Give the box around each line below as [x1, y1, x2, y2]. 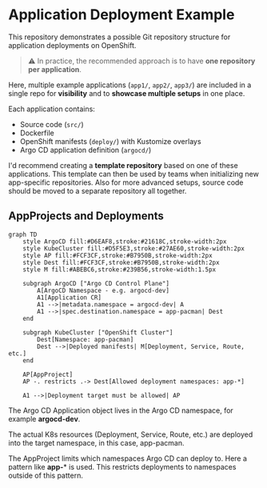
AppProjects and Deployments [8, 210, 164, 223]
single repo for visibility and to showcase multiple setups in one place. [8, 88, 245, 98]
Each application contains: [8, 104, 96, 114]
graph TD [8, 230, 38, 238]
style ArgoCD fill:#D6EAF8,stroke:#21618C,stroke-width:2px [22, 238, 227, 246]
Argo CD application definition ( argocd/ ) [19, 145, 152, 154]
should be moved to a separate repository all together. [8, 186, 187, 195]
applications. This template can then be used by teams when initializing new [8, 169, 260, 178]
